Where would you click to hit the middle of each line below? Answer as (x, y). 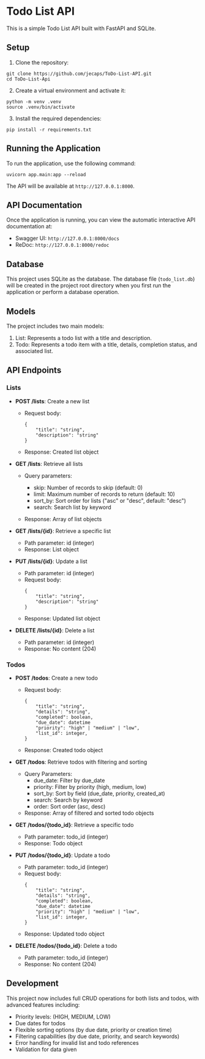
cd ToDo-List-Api (28, 79)
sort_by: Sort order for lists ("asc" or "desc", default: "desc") (110, 500)
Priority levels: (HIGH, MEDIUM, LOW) (63, 1017)
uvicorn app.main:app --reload (46, 174)
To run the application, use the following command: (71, 163)
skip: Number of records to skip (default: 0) (88, 487)
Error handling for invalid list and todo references (77, 1042)
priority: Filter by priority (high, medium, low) (90, 786)
